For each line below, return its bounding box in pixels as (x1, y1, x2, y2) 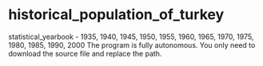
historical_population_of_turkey (8, 6, 225, 24)
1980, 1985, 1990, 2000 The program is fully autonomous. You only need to (8, 40, 256, 49)
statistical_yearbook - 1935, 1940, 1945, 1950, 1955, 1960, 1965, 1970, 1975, (8, 32, 254, 41)
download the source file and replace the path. (8, 49, 162, 58)
